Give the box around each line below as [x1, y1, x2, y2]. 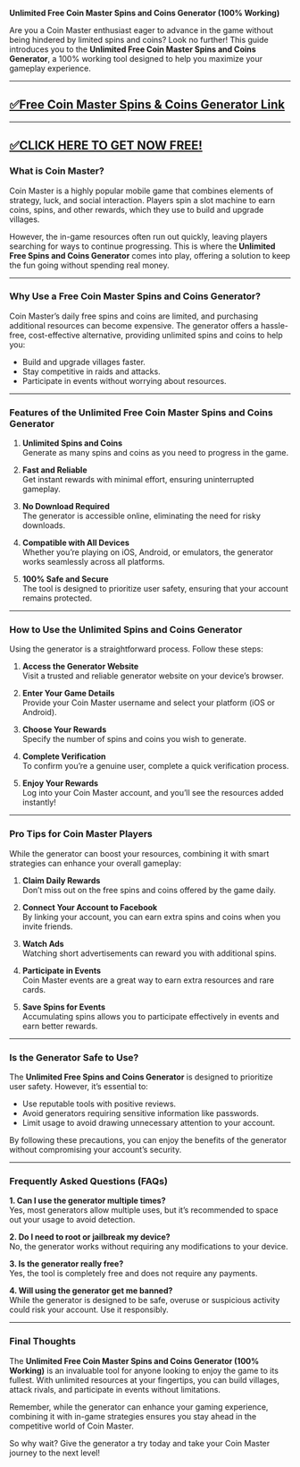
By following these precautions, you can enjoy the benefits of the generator [9, 1134, 287, 1145]
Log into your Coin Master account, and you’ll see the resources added [21, 788, 284, 798]
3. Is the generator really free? [9, 1258, 124, 1269]
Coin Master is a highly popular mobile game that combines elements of [9, 185, 274, 196]
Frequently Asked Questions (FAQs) [9, 1174, 168, 1187]
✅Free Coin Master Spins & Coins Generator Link [9, 98, 286, 113]
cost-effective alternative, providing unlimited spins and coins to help [28, 329, 283, 340]
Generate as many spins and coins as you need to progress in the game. [21, 448, 288, 458]
